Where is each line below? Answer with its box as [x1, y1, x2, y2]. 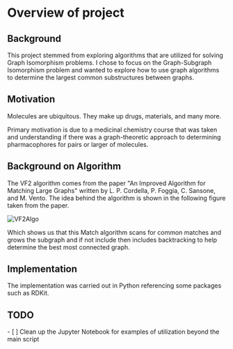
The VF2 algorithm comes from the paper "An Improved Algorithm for [7, 179, 206, 187]
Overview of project [7, 5, 124, 21]
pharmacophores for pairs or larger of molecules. [7, 140, 149, 148]
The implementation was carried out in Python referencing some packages [7, 281, 222, 290]
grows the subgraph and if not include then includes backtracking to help [7, 235, 218, 244]
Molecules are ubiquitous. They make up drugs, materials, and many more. [7, 111, 221, 120]
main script [7, 335, 40, 343]
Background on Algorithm [7, 160, 122, 172]
